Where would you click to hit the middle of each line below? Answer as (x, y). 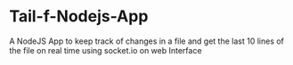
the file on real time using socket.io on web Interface (106, 50)
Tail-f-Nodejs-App (79, 16)
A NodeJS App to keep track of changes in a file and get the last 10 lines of (147, 41)
